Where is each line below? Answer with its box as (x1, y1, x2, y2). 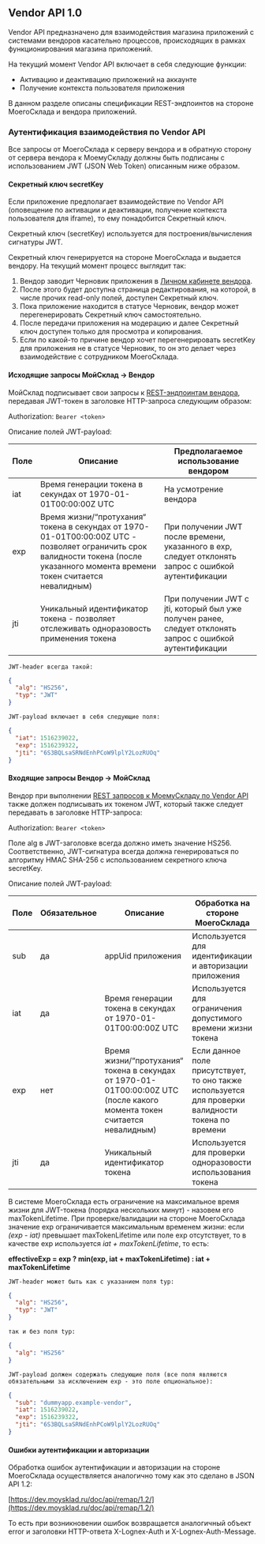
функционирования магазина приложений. (8, 43, 153, 54)
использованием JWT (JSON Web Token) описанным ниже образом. (8, 161, 241, 171)
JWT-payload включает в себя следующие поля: (8, 713, 160, 721)
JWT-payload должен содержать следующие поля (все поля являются (8, 1370, 227, 1378)
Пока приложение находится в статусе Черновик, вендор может (19, 302, 239, 311)
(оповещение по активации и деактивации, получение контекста (8, 205, 227, 215)
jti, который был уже (164, 603, 242, 614)
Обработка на (194, 897, 251, 908)
